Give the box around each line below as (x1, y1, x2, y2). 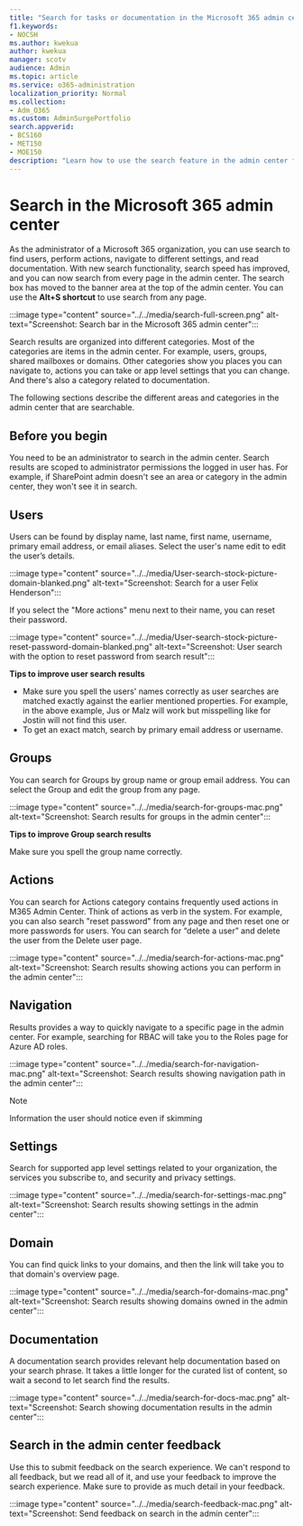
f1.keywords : (9, 22, 59, 31)
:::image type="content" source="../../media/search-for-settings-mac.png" (9, 1190, 287, 1201)
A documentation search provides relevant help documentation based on (9, 1355, 281, 1366)
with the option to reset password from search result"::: (9, 651, 215, 662)
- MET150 (9, 139, 42, 148)
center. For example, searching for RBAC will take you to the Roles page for (9, 1031, 289, 1042)
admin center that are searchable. (9, 402, 135, 413)
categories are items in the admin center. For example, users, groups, (9, 346, 268, 357)
